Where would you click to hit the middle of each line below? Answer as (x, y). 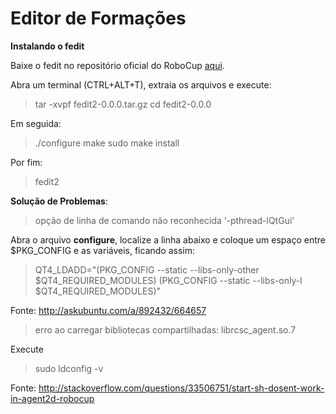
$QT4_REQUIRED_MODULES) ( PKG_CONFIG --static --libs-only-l (168, 280)
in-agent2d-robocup (52, 398)
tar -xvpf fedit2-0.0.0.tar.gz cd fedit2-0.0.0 (123, 104)
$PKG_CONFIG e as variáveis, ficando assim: (103, 250)
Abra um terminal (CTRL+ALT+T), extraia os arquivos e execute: (141, 84)
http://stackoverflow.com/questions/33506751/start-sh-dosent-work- (181, 388)
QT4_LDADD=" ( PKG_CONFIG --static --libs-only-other (147, 269)
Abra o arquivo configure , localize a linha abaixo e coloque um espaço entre (168, 239)
